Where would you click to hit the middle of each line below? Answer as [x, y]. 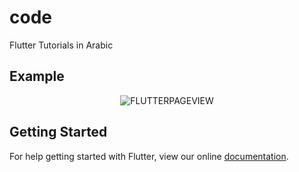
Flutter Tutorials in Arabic [61, 45]
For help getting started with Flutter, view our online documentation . [149, 156]
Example [37, 76]
